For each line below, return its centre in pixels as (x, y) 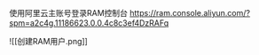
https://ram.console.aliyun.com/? (190, 13)
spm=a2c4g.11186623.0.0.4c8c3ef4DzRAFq (89, 23)
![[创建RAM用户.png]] (49, 41)
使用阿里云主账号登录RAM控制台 (69, 13)
